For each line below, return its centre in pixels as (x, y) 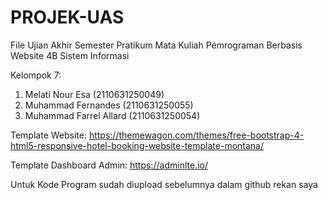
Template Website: (48, 135)
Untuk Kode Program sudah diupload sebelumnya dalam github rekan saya (164, 184)
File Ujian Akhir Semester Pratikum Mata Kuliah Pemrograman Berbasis (156, 45)
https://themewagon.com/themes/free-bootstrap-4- (196, 135)
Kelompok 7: (36, 75)
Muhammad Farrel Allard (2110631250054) (112, 115)
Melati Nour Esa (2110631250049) (94, 94)
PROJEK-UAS (67, 17)
